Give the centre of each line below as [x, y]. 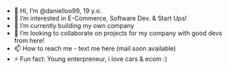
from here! [29, 41]
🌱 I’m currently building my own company [74, 26]
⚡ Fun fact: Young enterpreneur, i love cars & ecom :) [90, 59]
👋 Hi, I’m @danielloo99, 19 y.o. [58, 11]
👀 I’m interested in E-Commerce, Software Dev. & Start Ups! [100, 18]
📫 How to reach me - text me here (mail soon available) [95, 48]
